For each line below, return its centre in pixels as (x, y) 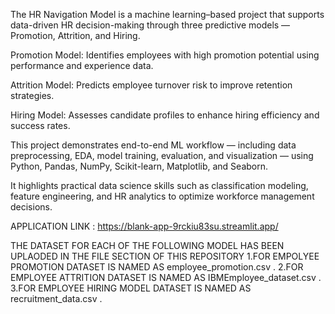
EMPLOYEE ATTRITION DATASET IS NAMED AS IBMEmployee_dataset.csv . (166, 277)
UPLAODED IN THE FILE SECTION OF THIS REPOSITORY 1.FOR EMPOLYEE (165, 256)
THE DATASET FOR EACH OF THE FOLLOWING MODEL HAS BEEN (147, 245)
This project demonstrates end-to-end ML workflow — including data (153, 145)
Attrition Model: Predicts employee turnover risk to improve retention (151, 85)
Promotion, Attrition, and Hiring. (75, 35)
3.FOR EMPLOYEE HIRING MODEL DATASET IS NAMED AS (131, 288)
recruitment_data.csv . (56, 298)
